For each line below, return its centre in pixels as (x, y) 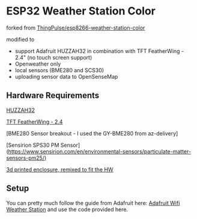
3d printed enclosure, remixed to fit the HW (60, 169)
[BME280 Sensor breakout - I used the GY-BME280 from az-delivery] (92, 133)
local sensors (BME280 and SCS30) (59, 70)
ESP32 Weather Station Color (81, 11)
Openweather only (38, 64)
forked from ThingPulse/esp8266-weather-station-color (76, 28)
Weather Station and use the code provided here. (67, 209)
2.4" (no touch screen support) (53, 57)
